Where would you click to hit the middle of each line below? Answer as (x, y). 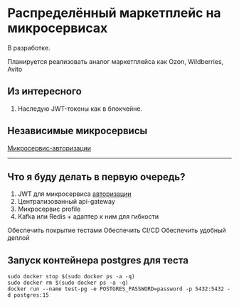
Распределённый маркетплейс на (115, 13)
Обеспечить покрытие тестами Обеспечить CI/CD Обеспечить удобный (117, 230)
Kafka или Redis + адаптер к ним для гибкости (88, 217)
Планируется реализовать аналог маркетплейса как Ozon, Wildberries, (116, 61)
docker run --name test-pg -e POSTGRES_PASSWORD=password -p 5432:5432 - (119, 289)
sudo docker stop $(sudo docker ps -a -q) (71, 277)
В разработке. (29, 48)
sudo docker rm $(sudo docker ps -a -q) (68, 283)
